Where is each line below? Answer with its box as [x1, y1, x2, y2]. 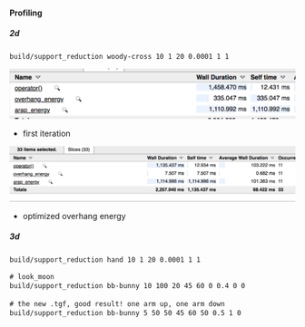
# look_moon [9, 272, 54, 281]
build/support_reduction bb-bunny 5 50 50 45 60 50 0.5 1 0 [9, 308, 242, 317]
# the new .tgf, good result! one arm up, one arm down [9, 299, 225, 308]
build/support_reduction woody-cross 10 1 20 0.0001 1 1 [9, 52, 230, 61]
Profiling [9, 7, 43, 18]
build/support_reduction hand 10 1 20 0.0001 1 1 [9, 255, 202, 264]
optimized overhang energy [22, 210, 126, 221]
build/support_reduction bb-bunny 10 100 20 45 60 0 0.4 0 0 [9, 281, 246, 290]
